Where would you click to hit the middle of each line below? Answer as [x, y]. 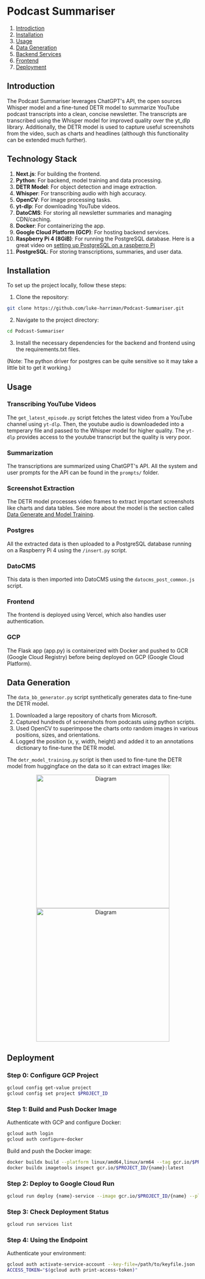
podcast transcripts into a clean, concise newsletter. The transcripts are [97, 113]
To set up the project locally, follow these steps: [67, 286]
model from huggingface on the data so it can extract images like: [89, 766]
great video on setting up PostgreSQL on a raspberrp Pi [85, 245]
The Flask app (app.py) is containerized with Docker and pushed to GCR [98, 650]
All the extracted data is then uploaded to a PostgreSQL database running [99, 544]
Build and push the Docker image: [49, 1151]
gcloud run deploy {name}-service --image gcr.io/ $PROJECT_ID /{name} [97, 1196]
